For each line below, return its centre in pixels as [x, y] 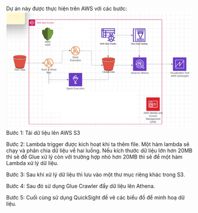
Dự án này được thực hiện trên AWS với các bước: [67, 9]
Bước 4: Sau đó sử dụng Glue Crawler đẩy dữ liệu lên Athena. [81, 186]
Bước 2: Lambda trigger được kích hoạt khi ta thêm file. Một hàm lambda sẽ [98, 144]
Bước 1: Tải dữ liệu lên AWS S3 [43, 133]
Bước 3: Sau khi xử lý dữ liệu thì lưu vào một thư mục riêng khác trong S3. [95, 175]
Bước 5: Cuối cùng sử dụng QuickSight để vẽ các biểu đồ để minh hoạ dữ [95, 197]
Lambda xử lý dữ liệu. [32, 163]
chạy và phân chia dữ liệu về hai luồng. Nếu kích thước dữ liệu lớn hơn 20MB [99, 150]
